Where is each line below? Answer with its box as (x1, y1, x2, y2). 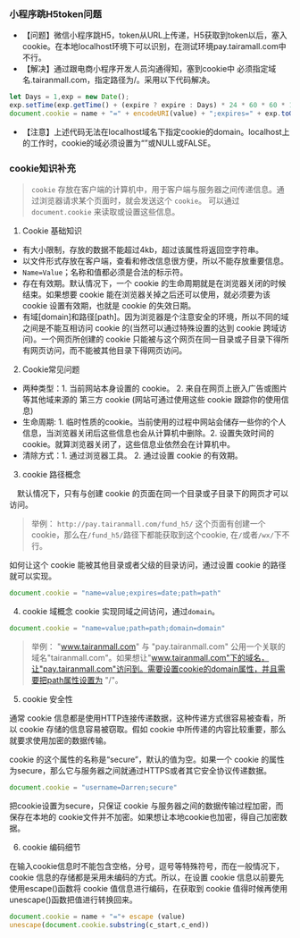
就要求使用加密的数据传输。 (9, 735, 112, 746)
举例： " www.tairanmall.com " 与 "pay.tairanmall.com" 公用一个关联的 (30, 641, 286, 652)
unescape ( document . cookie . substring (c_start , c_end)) (9, 920, 210, 929)
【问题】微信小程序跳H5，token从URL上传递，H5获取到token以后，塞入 (21, 30, 287, 41)
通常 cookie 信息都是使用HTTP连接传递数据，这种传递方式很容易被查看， (9, 713, 279, 723)
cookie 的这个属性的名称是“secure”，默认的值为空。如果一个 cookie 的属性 (9, 754, 285, 765)
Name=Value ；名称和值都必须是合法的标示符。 (21, 266, 188, 278)
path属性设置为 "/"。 (46, 674, 123, 685)
